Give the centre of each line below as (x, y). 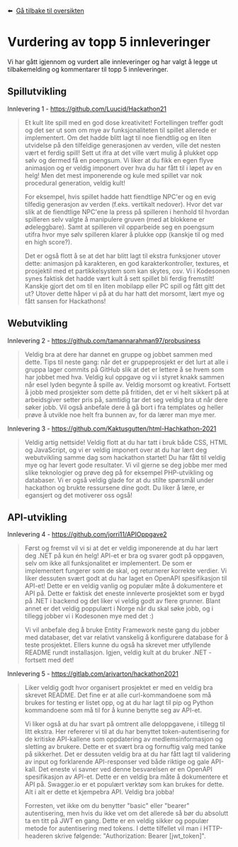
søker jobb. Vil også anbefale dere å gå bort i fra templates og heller (124, 407)
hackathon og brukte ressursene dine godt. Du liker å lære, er (114, 487)
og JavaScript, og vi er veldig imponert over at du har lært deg (116, 450)
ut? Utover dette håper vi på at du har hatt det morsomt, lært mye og (124, 293)
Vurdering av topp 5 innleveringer (109, 42)
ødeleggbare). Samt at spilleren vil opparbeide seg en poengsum (119, 227)
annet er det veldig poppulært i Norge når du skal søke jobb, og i (119, 609)
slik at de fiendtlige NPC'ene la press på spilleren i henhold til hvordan (127, 212)
